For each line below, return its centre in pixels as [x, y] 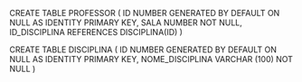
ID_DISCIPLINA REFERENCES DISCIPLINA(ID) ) [96, 32]
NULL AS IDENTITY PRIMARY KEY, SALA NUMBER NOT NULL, [126, 23]
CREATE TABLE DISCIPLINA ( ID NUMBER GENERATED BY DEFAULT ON [143, 50]
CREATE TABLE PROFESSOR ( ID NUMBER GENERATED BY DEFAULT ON [145, 13]
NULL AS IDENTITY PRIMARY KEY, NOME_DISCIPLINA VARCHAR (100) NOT [151, 59]
